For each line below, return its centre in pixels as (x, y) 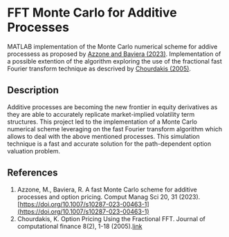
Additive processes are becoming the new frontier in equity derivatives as (112, 107)
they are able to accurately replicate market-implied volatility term (101, 114)
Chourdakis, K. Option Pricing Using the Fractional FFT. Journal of (111, 218)
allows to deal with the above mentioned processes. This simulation (103, 136)
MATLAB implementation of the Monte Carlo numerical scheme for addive (112, 46)
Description (33, 90)
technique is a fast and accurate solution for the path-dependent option (109, 144)
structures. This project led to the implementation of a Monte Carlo (102, 122)
